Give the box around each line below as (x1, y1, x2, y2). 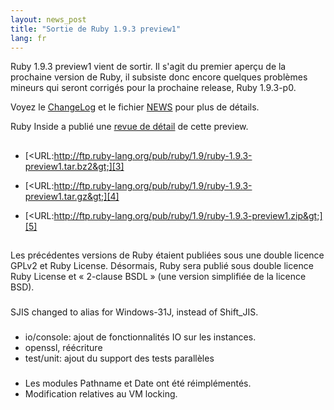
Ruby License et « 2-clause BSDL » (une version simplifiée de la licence (10, 271, 307, 283)
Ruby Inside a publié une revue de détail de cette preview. (10, 121, 249, 133)
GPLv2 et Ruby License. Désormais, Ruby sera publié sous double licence (10, 260, 314, 272)
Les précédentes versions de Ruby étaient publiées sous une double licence (10, 249, 325, 261)
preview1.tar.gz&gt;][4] (24, 190, 120, 202)
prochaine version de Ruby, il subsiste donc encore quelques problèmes (10, 71, 308, 83)
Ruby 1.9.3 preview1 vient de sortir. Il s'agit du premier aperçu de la (10, 61, 287, 73)
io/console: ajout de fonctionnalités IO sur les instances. (24, 331, 257, 343)
